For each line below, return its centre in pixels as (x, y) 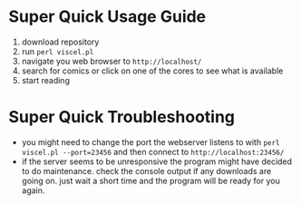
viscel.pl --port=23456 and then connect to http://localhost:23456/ (153, 151)
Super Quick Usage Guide (107, 17)
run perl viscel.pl (58, 51)
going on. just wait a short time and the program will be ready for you (150, 181)
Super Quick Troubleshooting (122, 117)
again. (33, 190)
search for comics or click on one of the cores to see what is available (152, 71)
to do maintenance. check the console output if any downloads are (146, 171)
